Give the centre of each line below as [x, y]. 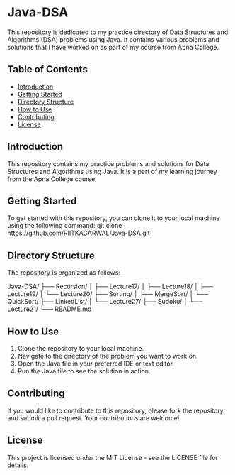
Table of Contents [48, 69]
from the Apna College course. [52, 179]
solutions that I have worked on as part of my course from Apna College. [113, 47]
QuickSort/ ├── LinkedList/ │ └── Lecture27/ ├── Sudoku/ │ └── [105, 302]
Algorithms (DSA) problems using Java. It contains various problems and [113, 39]
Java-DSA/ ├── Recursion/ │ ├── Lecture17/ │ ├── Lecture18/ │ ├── [110, 286]
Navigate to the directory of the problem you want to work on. [108, 356]
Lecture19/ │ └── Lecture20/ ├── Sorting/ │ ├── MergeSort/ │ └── [108, 294]
